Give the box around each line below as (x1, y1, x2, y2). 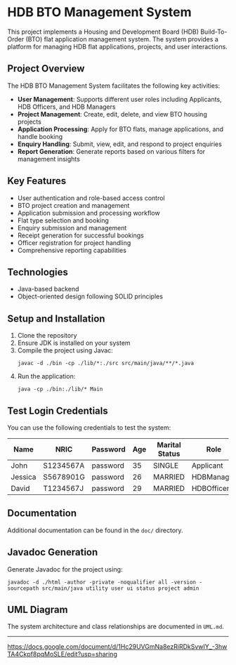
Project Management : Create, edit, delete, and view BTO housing (17, 110, 207, 118)
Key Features (7, 175, 67, 187)
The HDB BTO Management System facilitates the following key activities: (7, 81, 221, 90)
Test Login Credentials (7, 404, 109, 416)
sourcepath (7, 584, 39, 592)
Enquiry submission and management (17, 223, 127, 232)
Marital (157, 440, 181, 449)
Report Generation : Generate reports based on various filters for (17, 147, 206, 155)
